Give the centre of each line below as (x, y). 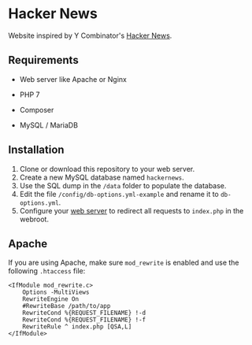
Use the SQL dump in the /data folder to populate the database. (123, 185)
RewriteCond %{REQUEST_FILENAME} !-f (84, 320)
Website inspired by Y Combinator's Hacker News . (90, 35)
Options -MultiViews (56, 292)
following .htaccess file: (47, 271)
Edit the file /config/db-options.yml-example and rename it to (119, 194)
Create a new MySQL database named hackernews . (102, 177)
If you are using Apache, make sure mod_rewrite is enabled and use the (124, 263)
